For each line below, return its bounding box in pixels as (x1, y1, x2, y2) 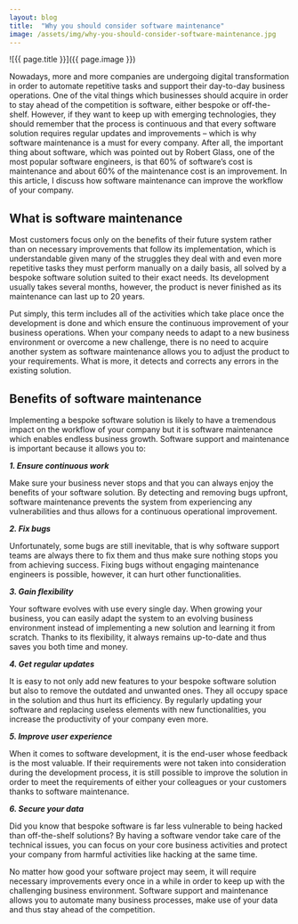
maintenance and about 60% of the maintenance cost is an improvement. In (9, 166, 287, 176)
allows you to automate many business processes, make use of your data (9, 895, 278, 905)
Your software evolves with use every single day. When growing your (9, 603, 262, 614)
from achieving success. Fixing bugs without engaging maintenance (9, 560, 260, 570)
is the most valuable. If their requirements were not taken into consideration (9, 758, 286, 768)
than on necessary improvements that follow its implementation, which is (9, 244, 277, 255)
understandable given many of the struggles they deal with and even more (9, 253, 282, 264)
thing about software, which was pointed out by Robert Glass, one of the (9, 147, 276, 158)
